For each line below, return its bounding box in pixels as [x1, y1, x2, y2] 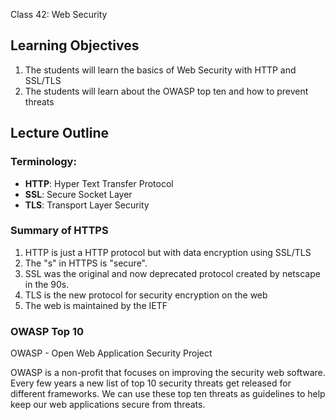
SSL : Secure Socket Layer [24, 188, 133, 200]
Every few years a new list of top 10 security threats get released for [10, 377, 292, 389]
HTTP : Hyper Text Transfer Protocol [24, 177, 174, 189]
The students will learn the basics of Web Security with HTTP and [24, 64, 297, 76]
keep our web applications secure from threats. [10, 399, 206, 411]
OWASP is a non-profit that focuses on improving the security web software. [10, 367, 326, 379]
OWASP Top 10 [10, 324, 85, 338]
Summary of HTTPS [10, 224, 109, 238]
